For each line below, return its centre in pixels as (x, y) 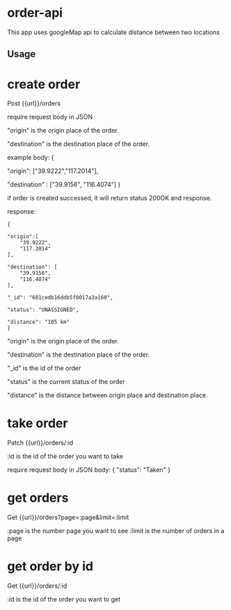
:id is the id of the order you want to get (64, 600)
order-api (35, 13)
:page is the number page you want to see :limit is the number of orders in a (116, 531)
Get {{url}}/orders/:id (37, 586)
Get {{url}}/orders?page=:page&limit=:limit (68, 517)
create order (44, 84)
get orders (38, 498)
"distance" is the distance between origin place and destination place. (107, 395)
